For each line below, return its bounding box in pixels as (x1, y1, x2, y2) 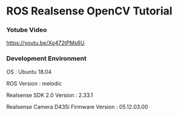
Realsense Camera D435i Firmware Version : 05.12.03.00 (6, 103, 148, 110)
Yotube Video (6, 26, 47, 34)
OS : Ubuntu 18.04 (6, 68, 52, 75)
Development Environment (6, 54, 87, 63)
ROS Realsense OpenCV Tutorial (6, 4, 173, 18)
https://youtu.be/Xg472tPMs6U (6, 39, 85, 46)
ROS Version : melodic (6, 79, 62, 87)
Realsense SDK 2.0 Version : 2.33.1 (6, 92, 93, 99)
